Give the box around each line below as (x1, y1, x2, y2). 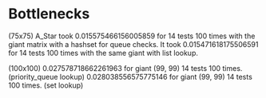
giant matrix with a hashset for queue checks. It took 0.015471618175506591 (8, 39, 259, 49)
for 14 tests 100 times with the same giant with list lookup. (8, 48, 198, 57)
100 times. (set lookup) (8, 80, 84, 90)
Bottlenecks (8, 5, 90, 23)
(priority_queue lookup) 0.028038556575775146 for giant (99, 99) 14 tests (8, 72, 253, 81)
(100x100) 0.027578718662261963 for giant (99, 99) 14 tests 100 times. (8, 63, 243, 73)
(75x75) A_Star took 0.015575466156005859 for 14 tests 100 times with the (8, 31, 256, 41)
